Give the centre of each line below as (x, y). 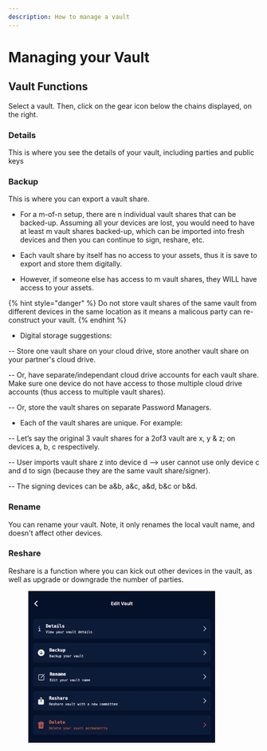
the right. (23, 114)
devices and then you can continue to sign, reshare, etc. (112, 240)
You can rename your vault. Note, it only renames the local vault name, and (132, 524)
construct (24, 320)
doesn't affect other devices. (56, 533)
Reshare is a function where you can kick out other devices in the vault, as (130, 571)
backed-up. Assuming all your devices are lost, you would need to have (137, 223)
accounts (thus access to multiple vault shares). (87, 392)
